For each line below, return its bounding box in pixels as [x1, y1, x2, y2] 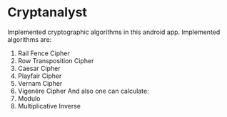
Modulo [17, 94, 41, 103]
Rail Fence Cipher [17, 49, 70, 57]
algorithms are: [7, 35, 52, 43]
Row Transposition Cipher [17, 56, 94, 65]
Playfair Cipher [17, 72, 62, 80]
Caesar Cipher [17, 64, 61, 72]
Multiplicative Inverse [17, 101, 81, 110]
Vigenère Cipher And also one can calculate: [17, 87, 149, 95]
